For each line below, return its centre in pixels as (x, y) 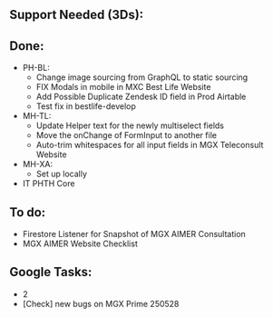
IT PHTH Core (49, 184)
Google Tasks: (51, 272)
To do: (28, 212)
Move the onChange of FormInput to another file (127, 135)
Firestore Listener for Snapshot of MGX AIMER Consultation (134, 234)
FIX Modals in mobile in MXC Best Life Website (123, 87)
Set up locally (62, 174)
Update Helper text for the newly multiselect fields (130, 125)
